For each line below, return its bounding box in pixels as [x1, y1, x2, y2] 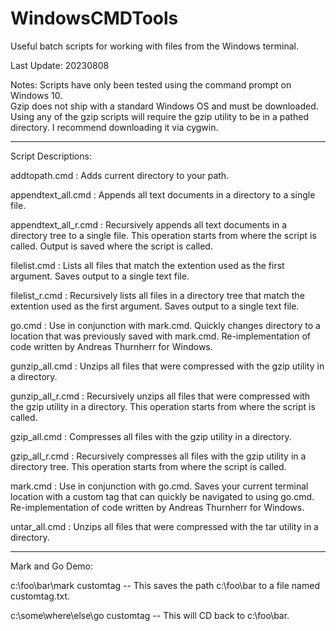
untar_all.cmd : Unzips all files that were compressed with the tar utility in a [10, 520, 319, 532]
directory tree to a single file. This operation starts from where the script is [10, 229, 317, 241]
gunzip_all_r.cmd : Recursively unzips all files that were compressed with [10, 390, 311, 402]
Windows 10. [10, 89, 63, 101]
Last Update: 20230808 [10, 59, 110, 71]
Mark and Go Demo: [10, 560, 93, 572]
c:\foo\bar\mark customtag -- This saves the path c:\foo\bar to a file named [10, 579, 320, 591]
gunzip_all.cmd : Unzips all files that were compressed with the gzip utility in [10, 360, 325, 372]
